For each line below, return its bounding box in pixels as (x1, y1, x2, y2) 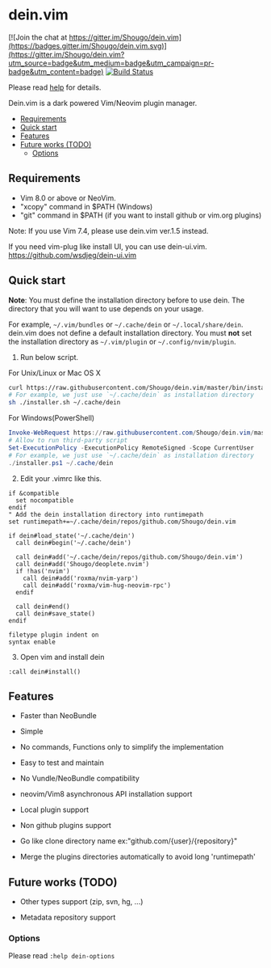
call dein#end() (15, 602, 70, 611)
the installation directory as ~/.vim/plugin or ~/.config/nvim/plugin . (8, 336, 236, 346)
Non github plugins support (19, 821, 111, 831)
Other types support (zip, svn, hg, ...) (19, 897, 144, 907)
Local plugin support (19, 805, 90, 814)
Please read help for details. (8, 82, 102, 92)
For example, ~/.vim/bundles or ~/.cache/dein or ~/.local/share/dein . (8, 319, 244, 329)
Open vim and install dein (19, 652, 105, 662)
